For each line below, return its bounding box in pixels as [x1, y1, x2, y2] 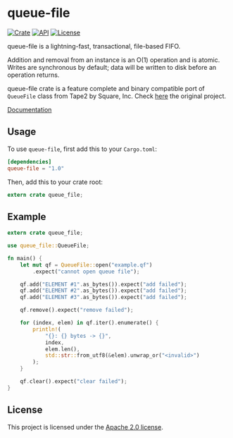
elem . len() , [44, 346, 80, 353]
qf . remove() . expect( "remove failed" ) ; [20, 307, 134, 314]
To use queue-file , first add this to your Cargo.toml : [7, 145, 157, 153]
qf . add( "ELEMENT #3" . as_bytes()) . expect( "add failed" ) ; [20, 294, 188, 301]
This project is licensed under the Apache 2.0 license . [7, 422, 163, 431]
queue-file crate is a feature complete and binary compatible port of [7, 84, 206, 92]
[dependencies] [7, 158, 52, 165]
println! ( [32, 326, 61, 333]
